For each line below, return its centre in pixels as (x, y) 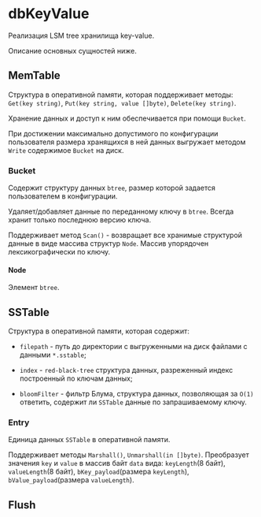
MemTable (34, 76)
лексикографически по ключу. (59, 252)
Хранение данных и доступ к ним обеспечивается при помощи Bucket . (127, 118)
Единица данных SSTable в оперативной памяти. (89, 440)
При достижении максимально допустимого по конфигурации (113, 133)
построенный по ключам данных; (76, 378)
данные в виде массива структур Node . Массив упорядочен (108, 244)
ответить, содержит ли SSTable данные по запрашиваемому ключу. (133, 402)
